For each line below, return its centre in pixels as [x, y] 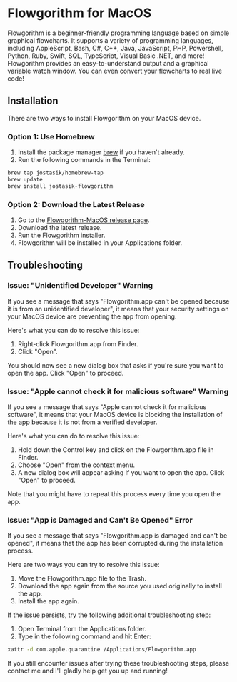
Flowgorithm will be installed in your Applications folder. [100, 242]
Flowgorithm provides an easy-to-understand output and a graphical [108, 63]
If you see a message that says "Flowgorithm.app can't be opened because [118, 301]
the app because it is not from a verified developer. [82, 422]
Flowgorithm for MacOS [80, 13]
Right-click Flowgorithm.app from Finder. [78, 343]
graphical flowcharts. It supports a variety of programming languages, [111, 40]
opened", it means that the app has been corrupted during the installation [115, 543]
